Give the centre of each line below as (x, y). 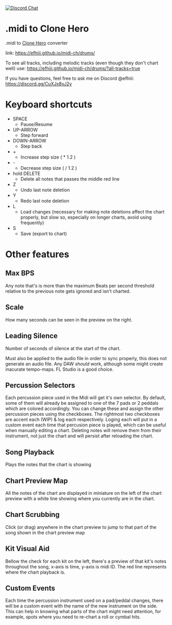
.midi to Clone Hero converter (37, 43)
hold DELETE (26, 173)
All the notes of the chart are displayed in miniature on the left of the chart (83, 493)
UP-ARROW (25, 130)
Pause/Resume (36, 124)
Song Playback (30, 452)
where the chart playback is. (35, 572)
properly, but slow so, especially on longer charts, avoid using (86, 217)
